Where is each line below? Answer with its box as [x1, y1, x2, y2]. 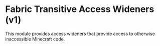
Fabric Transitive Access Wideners [5, 3, 154, 15]
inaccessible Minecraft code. [5, 36, 65, 42]
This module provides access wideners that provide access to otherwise [5, 30, 155, 36]
